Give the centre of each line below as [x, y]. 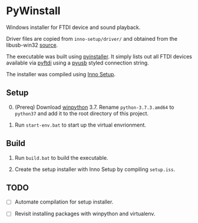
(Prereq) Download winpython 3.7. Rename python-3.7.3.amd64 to [94, 107]
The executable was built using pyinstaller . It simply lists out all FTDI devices [99, 56]
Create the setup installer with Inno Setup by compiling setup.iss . [95, 169]
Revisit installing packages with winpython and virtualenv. [85, 214]
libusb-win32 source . [32, 45]
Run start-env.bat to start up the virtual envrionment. [80, 125]
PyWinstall [33, 11]
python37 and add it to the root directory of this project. [82, 113]
